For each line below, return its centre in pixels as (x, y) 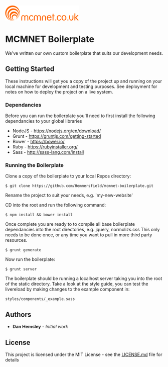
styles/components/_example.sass (40, 299)
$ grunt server (21, 269)
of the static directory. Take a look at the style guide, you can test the (77, 284)
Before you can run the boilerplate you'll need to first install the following (80, 116)
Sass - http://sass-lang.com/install (48, 152)
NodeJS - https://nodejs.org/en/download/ (57, 131)
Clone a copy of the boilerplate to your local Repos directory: (68, 176)
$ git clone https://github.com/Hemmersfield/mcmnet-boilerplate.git (79, 186)
